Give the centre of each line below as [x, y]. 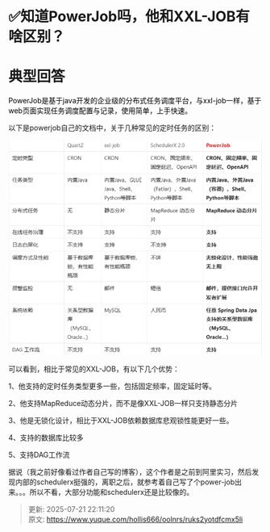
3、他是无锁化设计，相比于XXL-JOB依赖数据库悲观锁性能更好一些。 [121, 420]
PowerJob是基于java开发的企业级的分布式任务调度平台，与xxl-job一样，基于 [135, 101]
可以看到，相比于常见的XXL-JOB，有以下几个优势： [94, 369]
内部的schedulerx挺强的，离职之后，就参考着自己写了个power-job [125, 482]
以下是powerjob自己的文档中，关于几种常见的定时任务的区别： [112, 128]
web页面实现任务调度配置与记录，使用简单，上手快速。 [100, 111]
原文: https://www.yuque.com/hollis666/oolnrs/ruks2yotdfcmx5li [135, 519]
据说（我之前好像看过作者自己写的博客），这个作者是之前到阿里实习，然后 [130, 471]
